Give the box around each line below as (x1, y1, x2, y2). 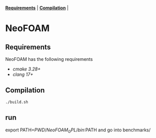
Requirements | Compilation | (5, 5, 69, 11)
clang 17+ (12, 72, 34, 77)
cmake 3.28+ (12, 66, 41, 72)
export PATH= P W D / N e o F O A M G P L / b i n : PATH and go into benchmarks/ (5, 127, 151, 134)
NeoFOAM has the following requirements (5, 56, 93, 62)
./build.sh (5, 99, 28, 105)
